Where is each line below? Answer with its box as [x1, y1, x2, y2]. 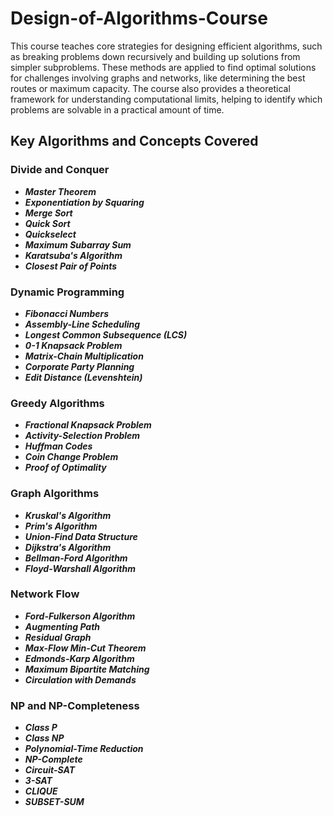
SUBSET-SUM [24, 796, 85, 808]
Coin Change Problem [24, 451, 119, 463]
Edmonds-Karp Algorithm [24, 652, 135, 664]
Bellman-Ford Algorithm [24, 552, 128, 564]
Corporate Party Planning [24, 360, 135, 372]
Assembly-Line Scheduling [24, 318, 141, 330]
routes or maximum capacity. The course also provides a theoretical [10, 82, 291, 94]
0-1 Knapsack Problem [24, 339, 123, 351]
